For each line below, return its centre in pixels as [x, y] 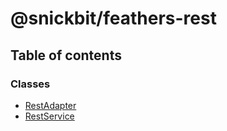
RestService [49, 116]
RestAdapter [50, 105]
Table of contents [66, 55]
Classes [30, 84]
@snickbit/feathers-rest [113, 18]
